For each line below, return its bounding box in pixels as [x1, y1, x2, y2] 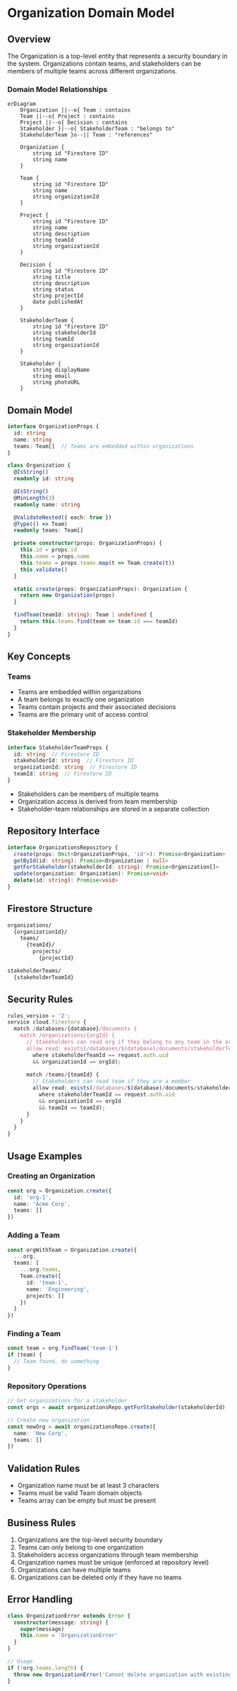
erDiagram [7, 100, 37, 107]
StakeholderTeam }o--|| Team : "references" [20, 131, 153, 139]
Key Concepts [7, 650, 71, 662]
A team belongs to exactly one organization [17, 695, 145, 704]
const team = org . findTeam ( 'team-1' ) [7, 1345, 119, 1352]
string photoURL [32, 379, 80, 386]
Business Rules [7, 1516, 76, 1528]
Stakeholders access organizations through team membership [17, 1550, 199, 1559]
